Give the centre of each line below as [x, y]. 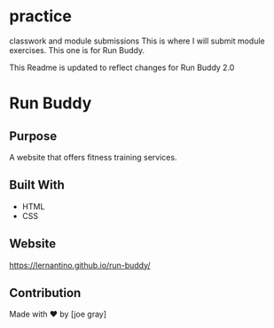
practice [41, 16]
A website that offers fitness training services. [93, 157]
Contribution [45, 293]
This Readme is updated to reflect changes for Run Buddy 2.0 [122, 67]
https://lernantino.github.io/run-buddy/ [80, 265]
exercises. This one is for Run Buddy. [77, 50]
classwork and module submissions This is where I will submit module [137, 41]
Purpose [33, 136]
